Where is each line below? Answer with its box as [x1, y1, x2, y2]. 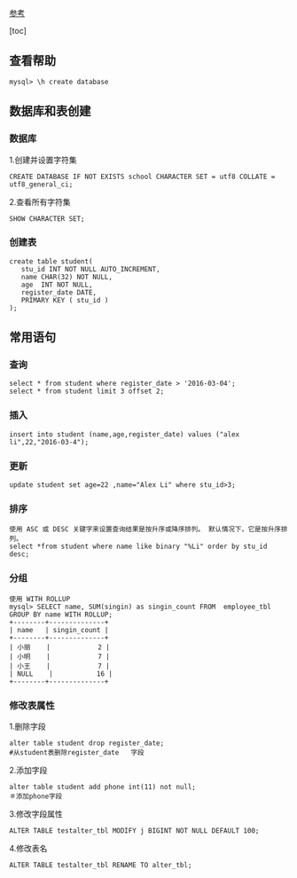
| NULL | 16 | [9, 669, 113, 678]
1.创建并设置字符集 [9, 154, 77, 165]
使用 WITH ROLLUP [9, 594, 71, 603]
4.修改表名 [9, 843, 48, 853]
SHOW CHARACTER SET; [9, 214, 86, 223]
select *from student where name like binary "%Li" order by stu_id [9, 542, 268, 552]
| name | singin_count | [9, 625, 109, 634]
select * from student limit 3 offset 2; [9, 387, 165, 396]
